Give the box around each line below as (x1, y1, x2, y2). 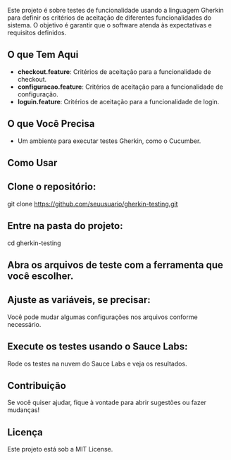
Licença (7, 426, 44, 438)
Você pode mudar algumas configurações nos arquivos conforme (7, 313, 199, 321)
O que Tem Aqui (7, 49, 79, 61)
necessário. (7, 320, 42, 328)
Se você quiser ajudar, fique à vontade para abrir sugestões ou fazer (7, 398, 206, 407)
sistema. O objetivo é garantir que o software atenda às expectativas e (7, 21, 213, 29)
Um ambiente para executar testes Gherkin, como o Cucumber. (17, 137, 201, 145)
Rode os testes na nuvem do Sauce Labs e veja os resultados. (7, 359, 188, 368)
